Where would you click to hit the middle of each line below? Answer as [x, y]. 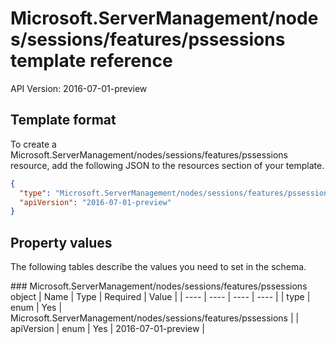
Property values [61, 242]
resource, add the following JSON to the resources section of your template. [167, 165]
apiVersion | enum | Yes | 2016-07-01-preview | [107, 329]
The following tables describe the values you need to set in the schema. [158, 267]
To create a [33, 144]
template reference [91, 61]
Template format [63, 120]
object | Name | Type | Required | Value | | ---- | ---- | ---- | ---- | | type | [160, 297]
